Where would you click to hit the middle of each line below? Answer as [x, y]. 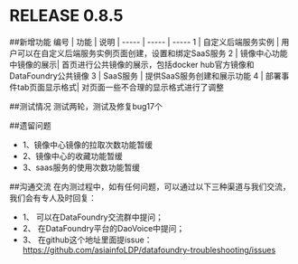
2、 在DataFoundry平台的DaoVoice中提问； [103, 228]
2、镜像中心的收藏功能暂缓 [73, 156]
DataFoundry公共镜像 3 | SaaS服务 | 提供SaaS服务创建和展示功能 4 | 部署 [145, 75]
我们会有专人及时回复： [53, 198]
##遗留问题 [30, 125]
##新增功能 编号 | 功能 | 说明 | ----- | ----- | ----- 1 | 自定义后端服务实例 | [144, 42]
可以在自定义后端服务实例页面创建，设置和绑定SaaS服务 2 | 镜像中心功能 [152, 53]
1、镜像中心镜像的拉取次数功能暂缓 [88, 145]
